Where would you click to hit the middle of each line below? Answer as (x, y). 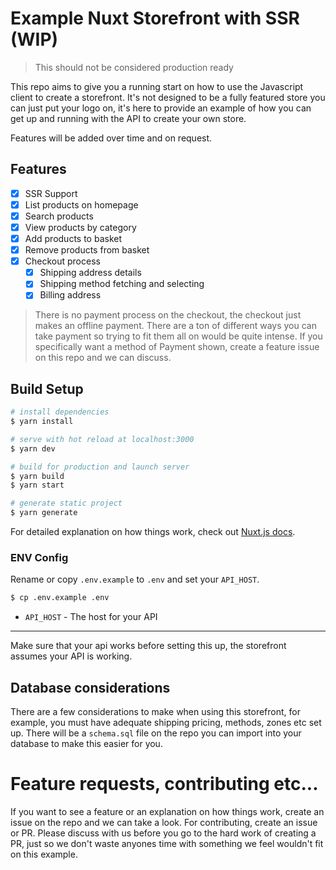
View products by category (80, 227)
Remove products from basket (87, 250)
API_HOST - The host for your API (91, 617)
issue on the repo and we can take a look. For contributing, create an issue (164, 822)
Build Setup (47, 388)
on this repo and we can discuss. (103, 358)
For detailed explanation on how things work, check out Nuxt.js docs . (153, 532)
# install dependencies (60, 412)
